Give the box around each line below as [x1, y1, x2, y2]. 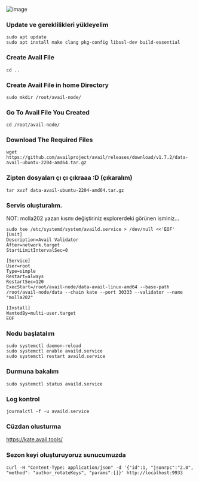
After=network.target [6, 242, 60, 248]
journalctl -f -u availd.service [6, 408, 90, 414]
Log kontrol [6, 394, 40, 403]
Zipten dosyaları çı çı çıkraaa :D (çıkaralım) [6, 174, 133, 182]
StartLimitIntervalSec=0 [6, 248, 68, 254]
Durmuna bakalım [6, 367, 59, 376]
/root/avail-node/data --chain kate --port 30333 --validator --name [6, 290, 183, 296]
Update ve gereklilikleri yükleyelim [6, 20, 109, 29]
